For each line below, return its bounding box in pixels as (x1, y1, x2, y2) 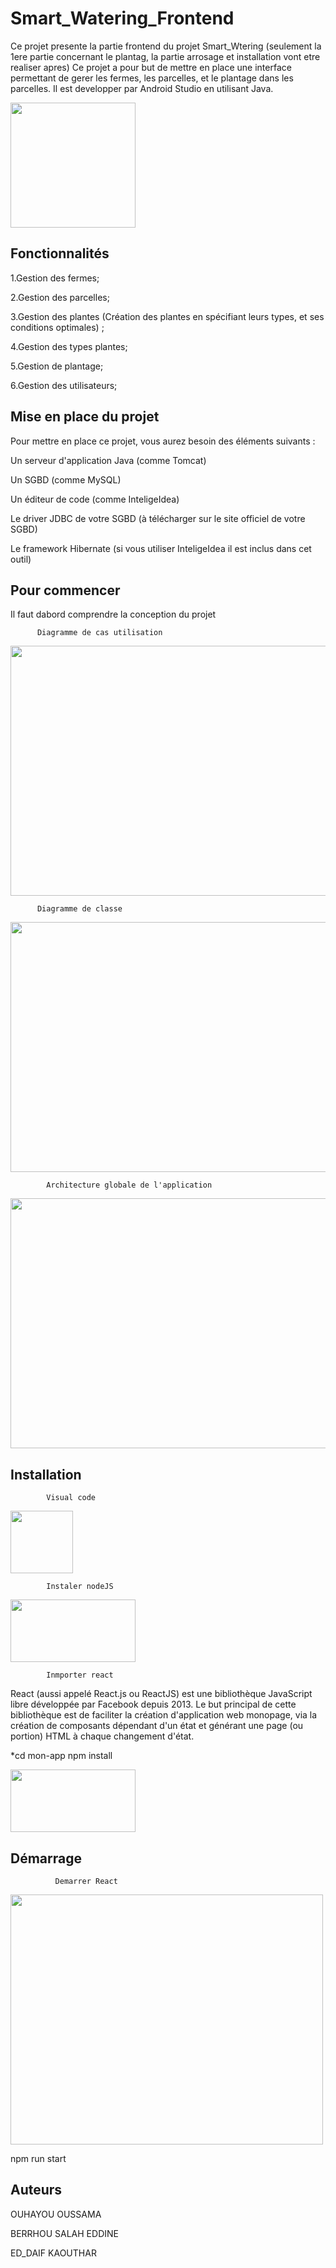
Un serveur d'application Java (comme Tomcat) (10, 454, 207, 466)
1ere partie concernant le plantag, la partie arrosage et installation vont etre (10, 50, 321, 62)
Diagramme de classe (36, 904, 123, 914)
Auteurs (10, 2182, 63, 2199)
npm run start (10, 2153, 67, 2164)
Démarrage (10, 1850, 82, 1867)
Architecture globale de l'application (46, 1180, 213, 1191)
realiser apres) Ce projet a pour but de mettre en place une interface (10, 61, 292, 73)
